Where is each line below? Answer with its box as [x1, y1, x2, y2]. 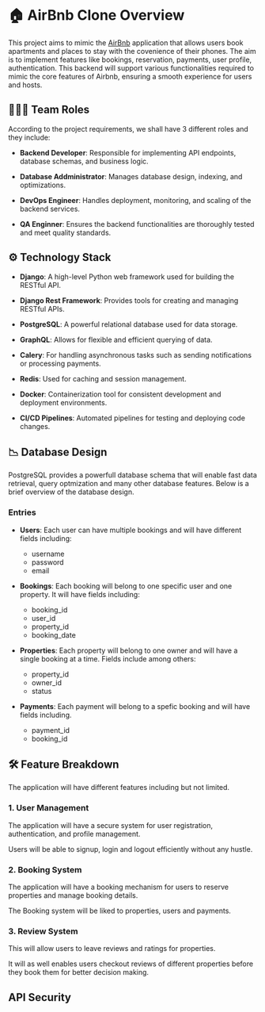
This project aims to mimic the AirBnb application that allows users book [8, 37, 244, 48]
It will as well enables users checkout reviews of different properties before [8, 959, 254, 968]
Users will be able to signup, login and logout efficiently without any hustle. [8, 844, 253, 853]
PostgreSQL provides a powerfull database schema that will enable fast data [8, 470, 257, 480]
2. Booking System [8, 864, 82, 875]
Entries [8, 507, 37, 518]
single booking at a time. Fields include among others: [19, 654, 196, 663]
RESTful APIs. [19, 304, 65, 313]
